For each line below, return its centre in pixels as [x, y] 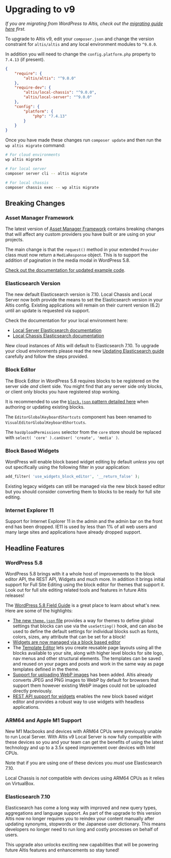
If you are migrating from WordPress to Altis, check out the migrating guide [84, 23]
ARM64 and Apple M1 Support [44, 720]
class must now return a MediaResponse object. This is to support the [77, 255]
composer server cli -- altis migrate [46, 173]
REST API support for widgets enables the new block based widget [83, 696]
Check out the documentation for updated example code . [65, 270]
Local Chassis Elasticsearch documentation [58, 336]
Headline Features [35, 548]
